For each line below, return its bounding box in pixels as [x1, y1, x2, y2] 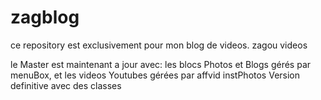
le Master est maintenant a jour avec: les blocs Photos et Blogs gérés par [10, 58, 312, 70]
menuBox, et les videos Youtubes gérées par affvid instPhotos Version [10, 69, 301, 81]
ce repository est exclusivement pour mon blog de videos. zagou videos [10, 39, 308, 51]
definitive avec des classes [10, 79, 122, 91]
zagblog [10, 6, 80, 29]
